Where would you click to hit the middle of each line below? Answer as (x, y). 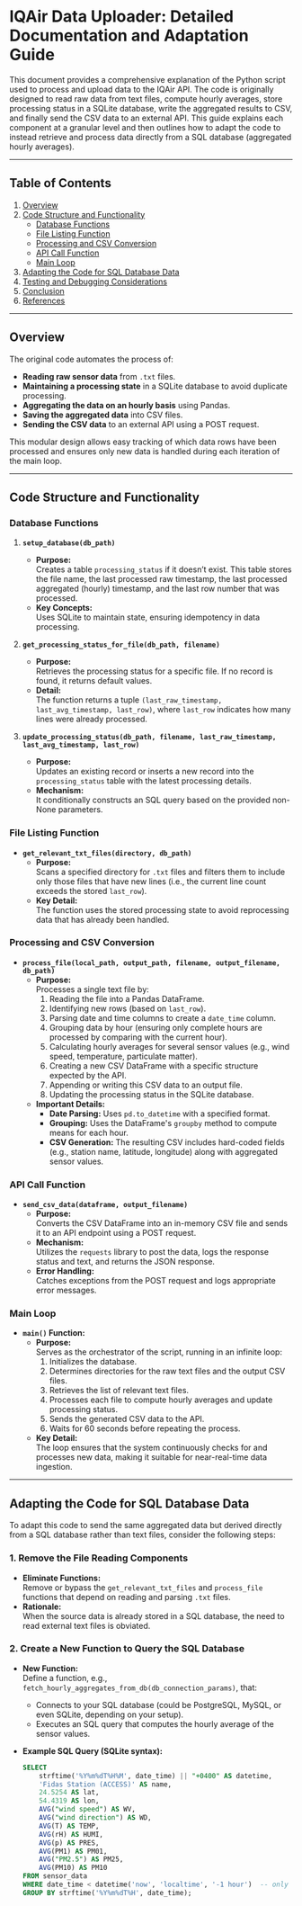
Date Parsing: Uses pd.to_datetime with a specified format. (160, 1114)
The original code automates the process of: (91, 359)
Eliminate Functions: (62, 1578)
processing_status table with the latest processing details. (143, 781)
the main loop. (36, 461)
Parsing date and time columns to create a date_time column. (163, 1017)
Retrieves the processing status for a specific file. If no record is (154, 671)
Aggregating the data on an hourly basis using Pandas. (126, 405)
